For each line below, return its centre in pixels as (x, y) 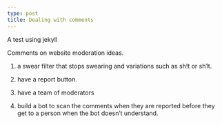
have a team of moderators (55, 92)
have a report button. (47, 79)
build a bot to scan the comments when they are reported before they (116, 106)
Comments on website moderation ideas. (65, 53)
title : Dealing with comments (51, 20)
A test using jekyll (32, 39)
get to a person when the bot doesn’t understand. (88, 113)
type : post (23, 13)
